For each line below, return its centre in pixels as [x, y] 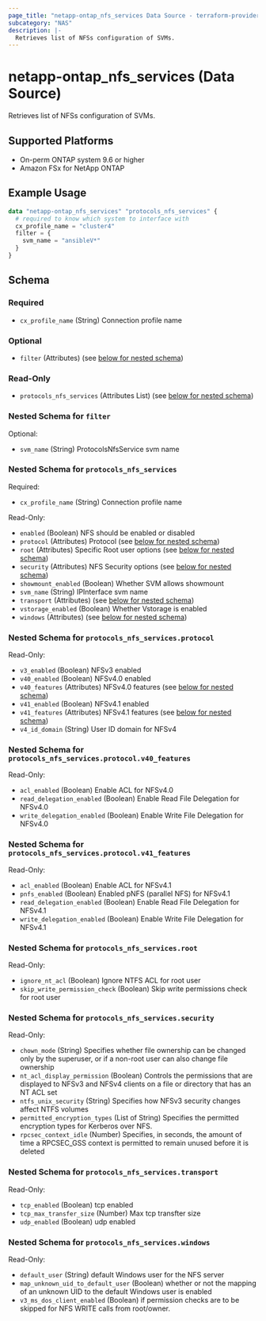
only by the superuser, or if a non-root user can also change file [123, 1059]
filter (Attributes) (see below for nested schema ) [101, 358]
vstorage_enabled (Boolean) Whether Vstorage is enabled [113, 608]
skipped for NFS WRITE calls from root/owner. [95, 1308]
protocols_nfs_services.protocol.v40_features [100, 759]
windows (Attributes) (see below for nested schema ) [103, 617]
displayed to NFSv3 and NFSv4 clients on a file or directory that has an [135, 1084]
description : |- [35, 30]
